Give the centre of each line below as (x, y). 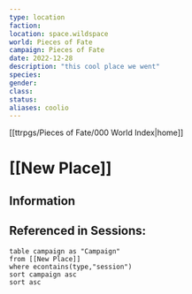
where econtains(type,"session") (71, 267)
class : (21, 91)
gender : (23, 83)
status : (23, 99)
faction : (25, 26)
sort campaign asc (43, 275)
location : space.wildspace (59, 34)
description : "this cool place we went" (85, 67)
